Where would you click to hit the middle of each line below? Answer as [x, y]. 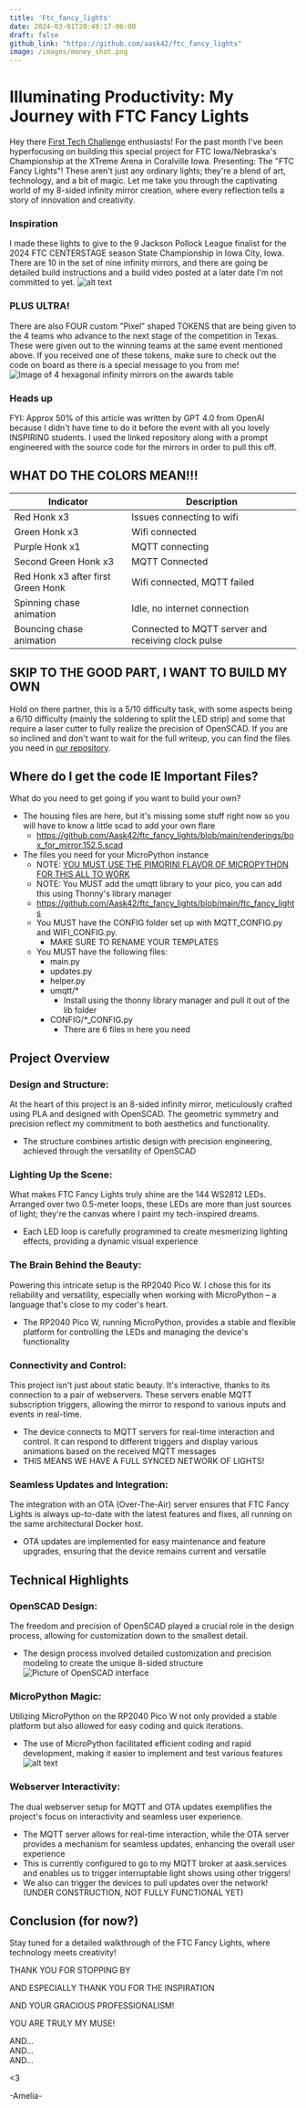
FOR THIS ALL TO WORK [83, 874]
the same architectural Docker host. [76, 1524]
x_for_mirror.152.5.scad [80, 845]
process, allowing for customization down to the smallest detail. [129, 1635]
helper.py [67, 981]
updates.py [71, 971]
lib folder [80, 1010]
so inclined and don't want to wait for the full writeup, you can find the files [150, 738]
